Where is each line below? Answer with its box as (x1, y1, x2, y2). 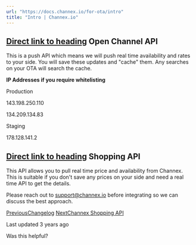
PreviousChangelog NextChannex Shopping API (6, 209, 124, 216)
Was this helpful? (6, 232, 49, 240)
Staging (6, 123, 26, 130)
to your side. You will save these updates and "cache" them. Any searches (6, 58, 189, 66)
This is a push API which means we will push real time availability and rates (6, 52, 191, 60)
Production (6, 88, 33, 95)
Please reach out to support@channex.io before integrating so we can (6, 191, 179, 199)
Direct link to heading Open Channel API (6, 36, 158, 46)
